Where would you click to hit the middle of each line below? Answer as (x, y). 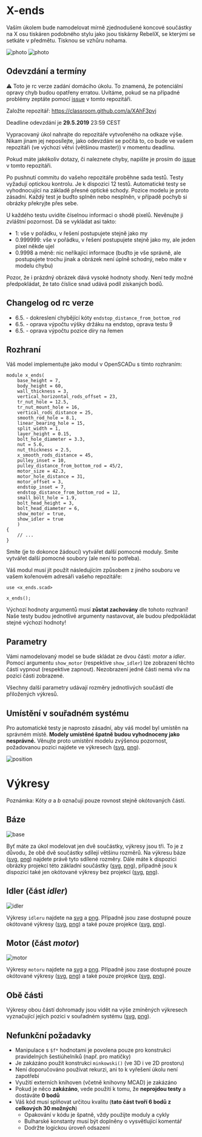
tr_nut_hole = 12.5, (43, 402)
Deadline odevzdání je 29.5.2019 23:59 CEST (63, 122)
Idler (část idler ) (37, 891)
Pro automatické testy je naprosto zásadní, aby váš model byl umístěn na (97, 728)
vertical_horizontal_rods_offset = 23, (68, 397)
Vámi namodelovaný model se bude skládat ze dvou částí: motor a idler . (96, 656)
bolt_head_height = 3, (46, 503)
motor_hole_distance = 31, (51, 477)
